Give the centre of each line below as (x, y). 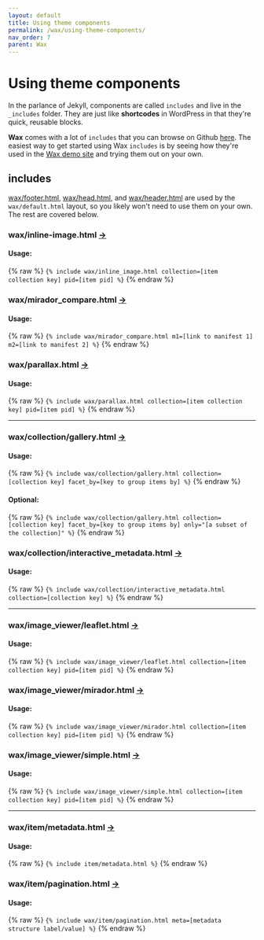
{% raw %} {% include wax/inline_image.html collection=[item (113, 271)
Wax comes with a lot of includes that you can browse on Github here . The (130, 138)
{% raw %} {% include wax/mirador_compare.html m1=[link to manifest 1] (131, 336)
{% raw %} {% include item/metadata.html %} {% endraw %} (108, 864)
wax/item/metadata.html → (62, 827)
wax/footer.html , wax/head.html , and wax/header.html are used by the (122, 197)
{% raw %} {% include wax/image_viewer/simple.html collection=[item (125, 791)
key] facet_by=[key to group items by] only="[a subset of (148, 525)
